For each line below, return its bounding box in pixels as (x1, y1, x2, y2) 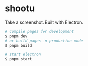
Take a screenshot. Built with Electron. (5, 19, 83, 25)
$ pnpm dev (5, 33, 28, 39)
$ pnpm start (5, 57, 32, 62)
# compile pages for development (5, 29, 74, 34)
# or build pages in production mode (5, 38, 83, 43)
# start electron (5, 52, 41, 57)
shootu (5, 3, 35, 14)
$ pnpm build (5, 43, 32, 48)
